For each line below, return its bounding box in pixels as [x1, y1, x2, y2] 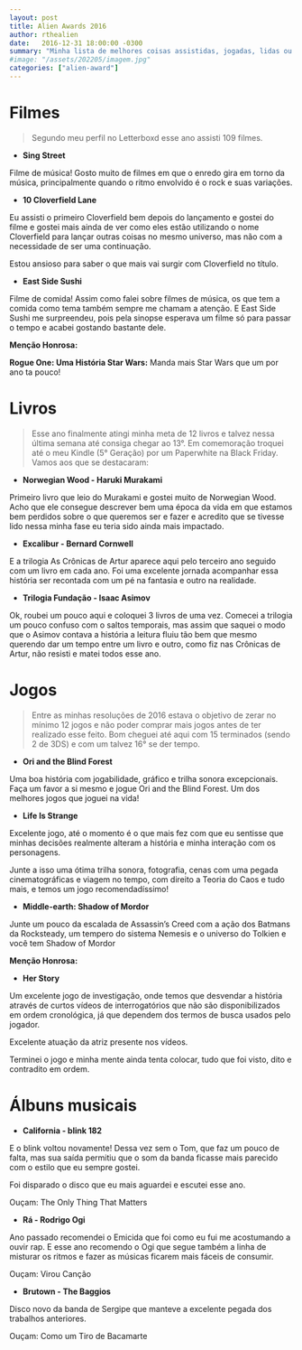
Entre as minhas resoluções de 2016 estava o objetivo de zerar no [31, 710, 277, 721]
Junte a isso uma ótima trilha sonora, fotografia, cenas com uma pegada [9, 864, 279, 875]
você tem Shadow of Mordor [9, 937, 115, 948]
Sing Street [22, 150, 66, 161]
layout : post [9, 13, 59, 23]
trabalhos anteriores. [9, 1313, 87, 1324]
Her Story [22, 973, 60, 983]
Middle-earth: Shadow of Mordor [22, 900, 150, 912]
